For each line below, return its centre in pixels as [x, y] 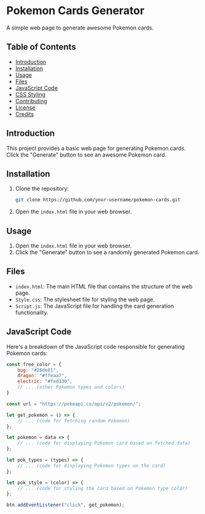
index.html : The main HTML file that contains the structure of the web [104, 286]
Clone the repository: [42, 189]
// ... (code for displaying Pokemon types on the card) [92, 465]
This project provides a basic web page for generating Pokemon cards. [96, 148]
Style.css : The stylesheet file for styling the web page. [85, 299]
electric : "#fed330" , [45, 381]
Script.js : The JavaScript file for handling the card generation [95, 306]
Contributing [31, 101]
